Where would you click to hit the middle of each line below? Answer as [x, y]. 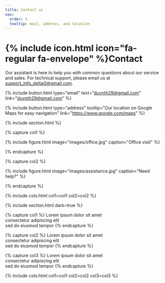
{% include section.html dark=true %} [44, 205]
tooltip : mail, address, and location [50, 24]
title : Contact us [24, 10]
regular [20, 59]
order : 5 [19, 19]
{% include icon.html [49, 48]
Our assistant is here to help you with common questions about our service [82, 73]
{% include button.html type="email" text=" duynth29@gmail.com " [73, 93]
